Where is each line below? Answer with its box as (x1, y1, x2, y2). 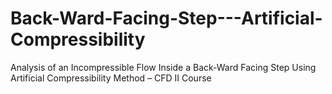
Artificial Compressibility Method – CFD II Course (10, 72, 212, 84)
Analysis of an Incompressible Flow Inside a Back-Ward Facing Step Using (10, 61, 317, 73)
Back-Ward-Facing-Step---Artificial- (10, 7, 323, 30)
